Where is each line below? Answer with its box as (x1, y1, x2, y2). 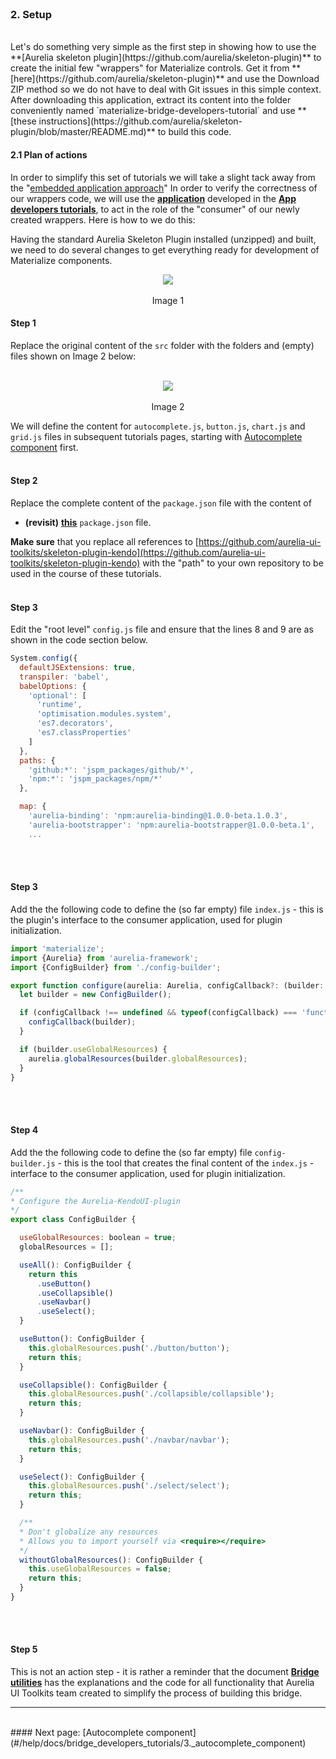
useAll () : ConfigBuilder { (19, 1260, 132, 1270)
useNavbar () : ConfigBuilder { (19, 1426, 145, 1436)
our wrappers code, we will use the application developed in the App (10, 192, 297, 204)
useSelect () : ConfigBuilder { (19, 1472, 145, 1482)
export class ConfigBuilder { (10, 1215, 137, 1225)
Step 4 (10, 1124, 39, 1136)
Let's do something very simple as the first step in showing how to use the (10, 41, 317, 53)
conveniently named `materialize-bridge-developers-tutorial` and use (10, 105, 296, 117)
